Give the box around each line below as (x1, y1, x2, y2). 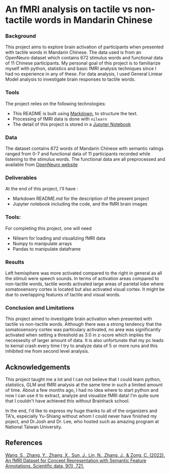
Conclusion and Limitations (5, 304, 75, 311)
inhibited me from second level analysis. (5, 348, 90, 354)
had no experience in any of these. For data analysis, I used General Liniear (5, 71, 163, 77)
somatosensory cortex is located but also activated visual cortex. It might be (5, 286, 165, 292)
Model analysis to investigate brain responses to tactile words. (5, 76, 136, 82)
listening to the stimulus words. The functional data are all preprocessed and (5, 156, 165, 162)
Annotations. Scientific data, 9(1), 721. (5, 463, 85, 469)
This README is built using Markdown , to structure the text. (12, 110, 138, 116)
